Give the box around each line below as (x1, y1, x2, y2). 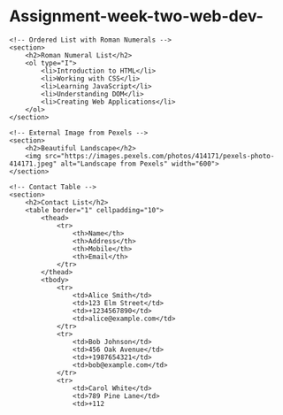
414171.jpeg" (9, 159, 57, 168)
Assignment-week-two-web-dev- (9, 6, 264, 27)
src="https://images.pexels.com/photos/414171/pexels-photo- (44, 151, 275, 160)
